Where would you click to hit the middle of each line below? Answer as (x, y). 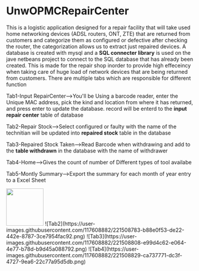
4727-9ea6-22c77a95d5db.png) (46, 261)
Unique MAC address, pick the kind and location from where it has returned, (100, 102)
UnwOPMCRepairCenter (68, 11)
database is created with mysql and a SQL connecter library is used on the (98, 52)
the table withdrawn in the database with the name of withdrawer (87, 151)
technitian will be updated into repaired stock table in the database (89, 133)
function (16, 84)
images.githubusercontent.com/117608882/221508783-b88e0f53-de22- (95, 230)
